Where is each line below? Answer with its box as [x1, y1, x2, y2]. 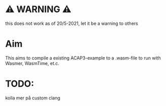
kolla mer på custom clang [5, 95, 61, 101]
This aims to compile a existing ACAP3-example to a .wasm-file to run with [5, 55, 161, 61]
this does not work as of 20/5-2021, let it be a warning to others [5, 20, 138, 26]
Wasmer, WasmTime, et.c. [5, 60, 60, 66]
